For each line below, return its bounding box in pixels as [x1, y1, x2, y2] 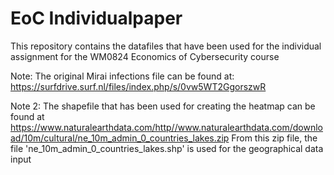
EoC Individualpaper [10, 7, 183, 30]
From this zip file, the [231, 132, 318, 144]
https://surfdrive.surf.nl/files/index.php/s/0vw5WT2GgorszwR [10, 80, 267, 92]
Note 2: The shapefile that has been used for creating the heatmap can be [10, 100, 316, 112]
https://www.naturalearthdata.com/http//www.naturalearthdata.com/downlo [10, 121, 323, 133]
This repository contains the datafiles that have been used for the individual [10, 40, 322, 52]
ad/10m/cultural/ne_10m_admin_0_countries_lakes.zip [10, 132, 230, 144]
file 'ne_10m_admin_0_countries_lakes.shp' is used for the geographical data [10, 142, 324, 154]
